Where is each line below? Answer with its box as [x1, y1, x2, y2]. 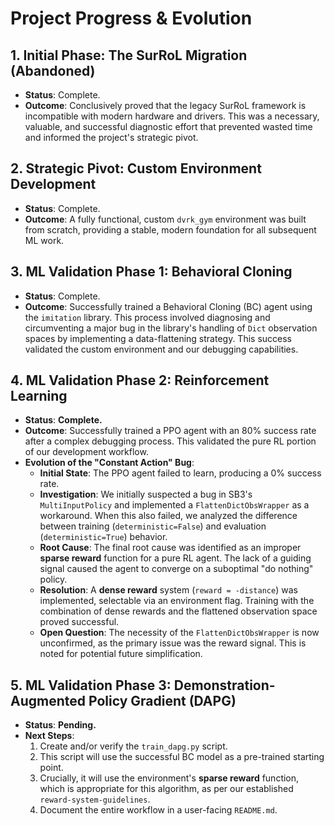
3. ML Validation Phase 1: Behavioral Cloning [10, 263, 293, 281]
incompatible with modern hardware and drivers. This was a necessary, [24, 110, 320, 122]
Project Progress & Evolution [10, 7, 253, 30]
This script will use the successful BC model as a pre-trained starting [39, 751, 325, 763]
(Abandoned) [10, 62, 96, 79]
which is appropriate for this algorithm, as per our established [39, 783, 294, 795]
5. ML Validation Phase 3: [10, 677, 172, 694]
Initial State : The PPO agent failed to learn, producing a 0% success [39, 467, 322, 479]
